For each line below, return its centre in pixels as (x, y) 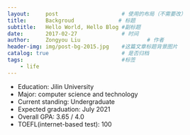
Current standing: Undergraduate (66, 101)
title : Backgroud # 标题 (72, 20)
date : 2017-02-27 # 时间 (73, 34)
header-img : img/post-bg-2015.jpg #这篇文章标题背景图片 (93, 47)
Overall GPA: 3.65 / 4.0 (51, 117)
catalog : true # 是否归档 (78, 54)
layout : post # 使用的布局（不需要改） (97, 14)
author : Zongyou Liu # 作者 (86, 40)
